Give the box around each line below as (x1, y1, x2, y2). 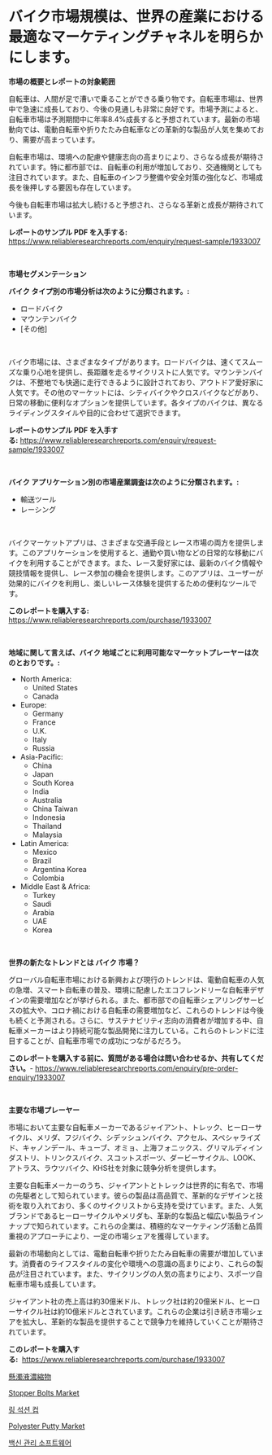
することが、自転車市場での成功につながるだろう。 (15, 1036, 186, 1045)
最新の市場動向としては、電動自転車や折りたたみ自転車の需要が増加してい (8, 1248, 257, 1258)
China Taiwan (32, 804, 79, 813)
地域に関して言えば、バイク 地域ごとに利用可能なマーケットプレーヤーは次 (8, 647, 259, 657)
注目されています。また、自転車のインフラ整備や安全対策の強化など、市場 (8, 172, 257, 182)
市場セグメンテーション (8, 269, 87, 278)
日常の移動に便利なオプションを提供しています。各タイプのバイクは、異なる (8, 397, 264, 407)
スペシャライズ (210, 1133, 261, 1142)
